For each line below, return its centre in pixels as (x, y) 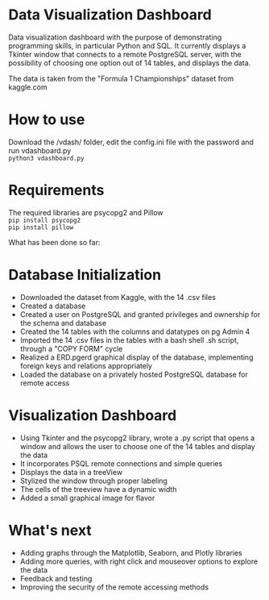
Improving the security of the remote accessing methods (114, 587)
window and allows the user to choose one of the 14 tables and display (137, 446)
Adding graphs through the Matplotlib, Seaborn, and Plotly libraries (131, 552)
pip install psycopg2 (45, 220)
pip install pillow (41, 227)
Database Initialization (85, 275)
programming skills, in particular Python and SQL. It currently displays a (127, 45)
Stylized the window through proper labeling (93, 481)
